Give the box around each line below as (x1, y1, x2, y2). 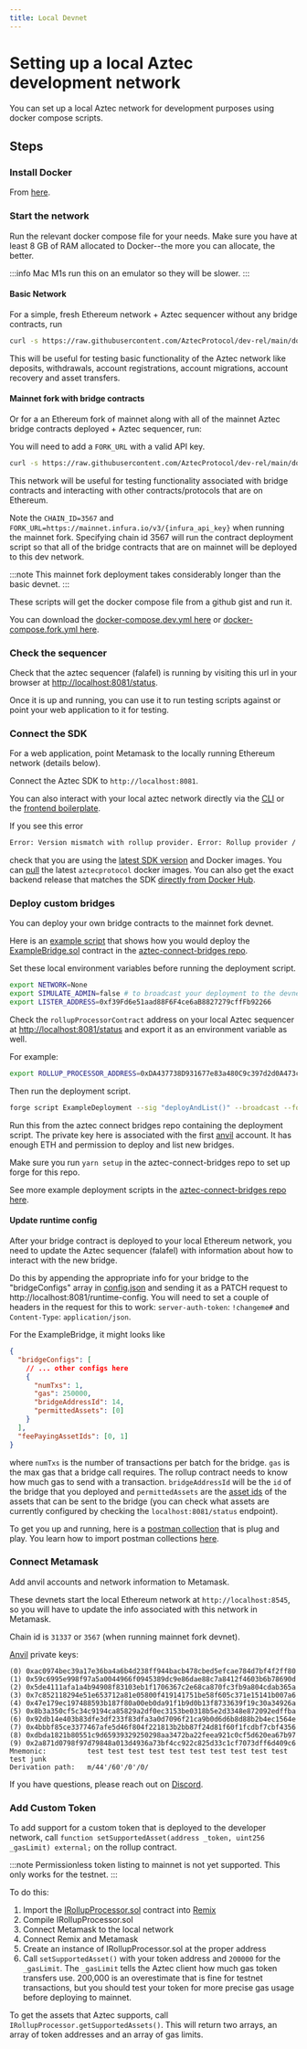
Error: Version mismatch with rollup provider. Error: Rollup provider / (9, 838, 297, 848)
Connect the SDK (9, 727, 88, 740)
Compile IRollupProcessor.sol (22, 1915, 134, 1926)
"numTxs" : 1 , (33, 1381, 84, 1390)
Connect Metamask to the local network (22, 1924, 174, 1935)
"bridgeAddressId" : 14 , (33, 1398, 125, 1407)
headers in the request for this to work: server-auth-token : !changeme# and (9, 1302, 290, 1313)
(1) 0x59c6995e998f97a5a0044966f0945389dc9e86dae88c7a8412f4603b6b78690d (9, 1674, 297, 1683)
